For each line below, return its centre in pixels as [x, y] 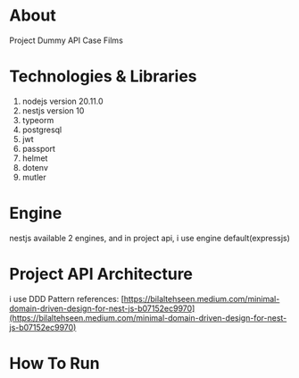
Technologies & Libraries [103, 76]
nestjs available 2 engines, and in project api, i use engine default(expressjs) [149, 238]
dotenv [35, 167]
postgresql [42, 130]
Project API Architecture [101, 274]
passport [39, 148]
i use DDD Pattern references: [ [67, 298]
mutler [34, 177]
